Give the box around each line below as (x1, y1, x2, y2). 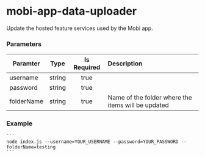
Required (73, 63, 101, 71)
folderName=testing (6, 144, 56, 150)
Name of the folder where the (107, 93, 192, 102)
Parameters (6, 40, 41, 48)
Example (6, 119, 33, 128)
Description (107, 59, 143, 68)
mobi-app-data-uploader (6, 4, 137, 18)
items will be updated (107, 101, 169, 109)
